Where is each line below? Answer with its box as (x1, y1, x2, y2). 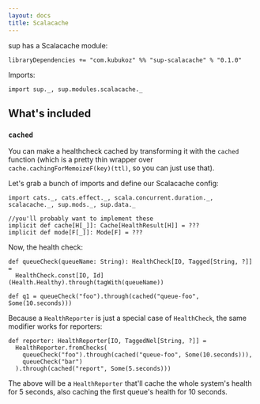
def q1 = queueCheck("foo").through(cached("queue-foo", (8, 292, 200, 301)
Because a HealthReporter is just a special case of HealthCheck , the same (8, 314, 247, 323)
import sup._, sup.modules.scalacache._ (8, 85, 144, 93)
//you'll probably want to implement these (8, 215, 154, 223)
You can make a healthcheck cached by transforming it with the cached (8, 147, 239, 156)
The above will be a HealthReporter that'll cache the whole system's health (8, 379, 252, 388)
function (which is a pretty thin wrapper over (8, 155, 153, 165)
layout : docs (8, 11, 51, 20)
